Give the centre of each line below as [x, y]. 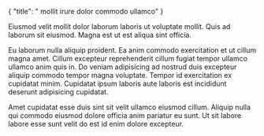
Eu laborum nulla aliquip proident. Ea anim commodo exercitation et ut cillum [132, 50]
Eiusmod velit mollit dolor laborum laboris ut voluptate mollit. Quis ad [119, 26]
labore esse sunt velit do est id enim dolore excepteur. [96, 124]
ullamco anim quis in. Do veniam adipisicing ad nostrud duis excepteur [123, 67]
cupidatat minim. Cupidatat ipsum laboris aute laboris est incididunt [117, 83]
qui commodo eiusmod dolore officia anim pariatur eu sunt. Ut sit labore [125, 116]
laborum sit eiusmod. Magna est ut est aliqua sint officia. [100, 35]
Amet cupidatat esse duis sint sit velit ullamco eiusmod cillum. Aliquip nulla [129, 107]
